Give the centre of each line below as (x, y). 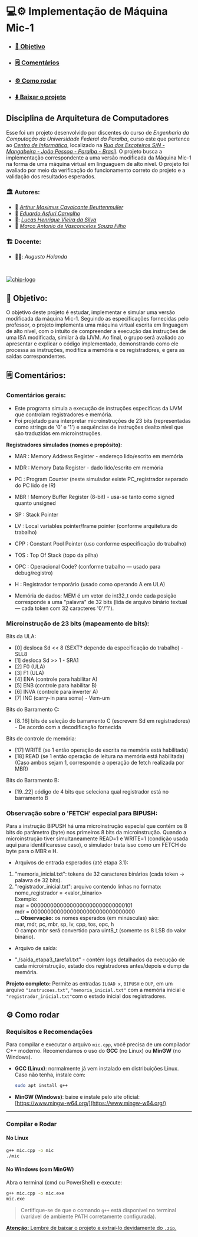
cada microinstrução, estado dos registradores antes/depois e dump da (102, 966)
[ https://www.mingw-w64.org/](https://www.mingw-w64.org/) (90, 1103)
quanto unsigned (35, 503)
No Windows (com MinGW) (40, 1169)
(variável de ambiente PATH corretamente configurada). (88, 1216)
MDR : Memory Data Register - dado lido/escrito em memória (89, 468)
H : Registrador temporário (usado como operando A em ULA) (90, 584)
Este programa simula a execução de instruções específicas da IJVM (98, 408)
